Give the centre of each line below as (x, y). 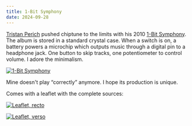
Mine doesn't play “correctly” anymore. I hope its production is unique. (92, 82)
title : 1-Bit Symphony (34, 12)
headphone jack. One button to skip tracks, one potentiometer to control (94, 53)
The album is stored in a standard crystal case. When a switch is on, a (91, 40)
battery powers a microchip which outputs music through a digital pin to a (96, 46)
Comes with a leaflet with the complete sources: (65, 93)
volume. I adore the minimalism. (45, 59)
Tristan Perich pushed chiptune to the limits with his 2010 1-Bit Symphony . (96, 34)
